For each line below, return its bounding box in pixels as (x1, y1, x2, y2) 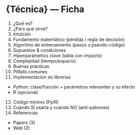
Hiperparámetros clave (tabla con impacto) (13, 52, 103, 59)
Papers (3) (13, 119, 35, 125)
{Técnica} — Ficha (6, 4, 85, 15)
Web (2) (13, 125, 30, 131)
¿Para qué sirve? (13, 25, 48, 31)
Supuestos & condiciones (13, 47, 66, 53)
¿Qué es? (13, 20, 33, 26)
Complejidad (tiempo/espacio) (13, 58, 76, 64)
